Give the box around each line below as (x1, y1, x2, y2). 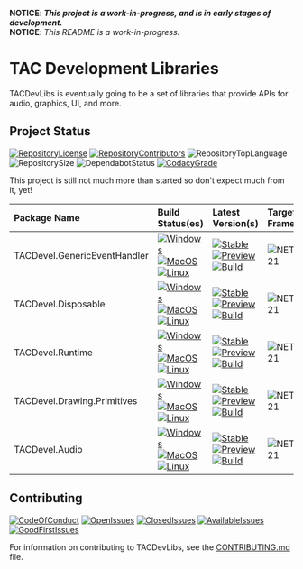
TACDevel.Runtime (14, 346, 93, 359)
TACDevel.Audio (14, 443, 83, 455)
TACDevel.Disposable (14, 298, 106, 310)
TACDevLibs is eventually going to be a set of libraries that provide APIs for (9, 87, 289, 98)
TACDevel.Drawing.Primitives (14, 394, 138, 407)
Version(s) (212, 216, 259, 229)
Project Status (9, 124, 92, 139)
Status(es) (157, 216, 205, 229)
